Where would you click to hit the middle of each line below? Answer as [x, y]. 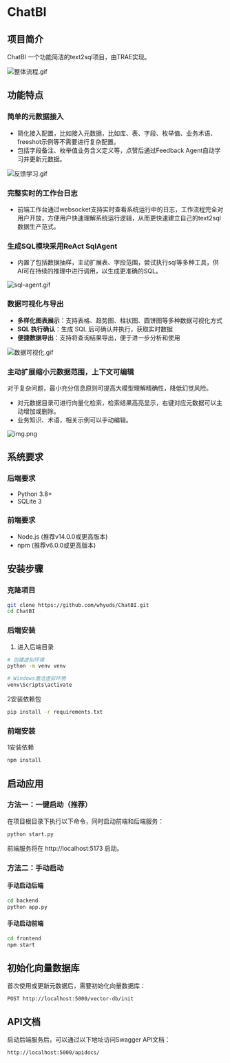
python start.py [30, 834]
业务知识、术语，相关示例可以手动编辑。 [74, 420]
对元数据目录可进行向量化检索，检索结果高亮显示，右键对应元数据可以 [117, 402]
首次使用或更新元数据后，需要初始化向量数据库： [76, 986]
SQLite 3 [29, 501]
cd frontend [24, 938]
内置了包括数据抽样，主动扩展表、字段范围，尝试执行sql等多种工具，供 [118, 262]
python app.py [28, 907]
